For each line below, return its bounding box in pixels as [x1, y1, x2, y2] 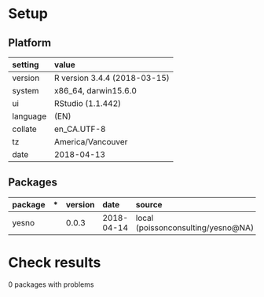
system [12, 86, 39, 96]
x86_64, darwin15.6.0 [53, 86, 137, 96]
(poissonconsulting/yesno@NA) [135, 222, 254, 233]
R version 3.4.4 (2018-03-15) [53, 72, 170, 83]
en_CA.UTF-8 [53, 123, 106, 134]
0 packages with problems [8, 280, 94, 289]
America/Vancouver [53, 137, 128, 147]
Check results [8, 254, 101, 271]
